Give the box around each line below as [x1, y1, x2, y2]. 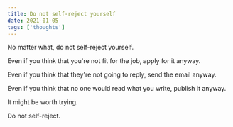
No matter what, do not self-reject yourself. [7, 43, 134, 52]
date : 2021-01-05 [7, 17, 59, 24]
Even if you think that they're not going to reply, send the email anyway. [7, 70, 217, 79]
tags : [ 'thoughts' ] [7, 23, 65, 31]
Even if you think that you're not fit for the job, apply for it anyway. [7, 57, 201, 65]
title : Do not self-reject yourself [7, 10, 116, 18]
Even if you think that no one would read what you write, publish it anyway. [7, 84, 227, 93]
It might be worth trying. [7, 98, 78, 106]
